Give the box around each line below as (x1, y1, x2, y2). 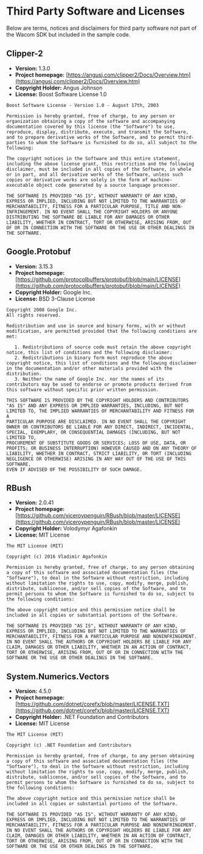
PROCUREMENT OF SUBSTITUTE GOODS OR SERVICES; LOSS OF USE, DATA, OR (6, 440, 187, 446)
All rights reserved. (6, 312, 61, 318)
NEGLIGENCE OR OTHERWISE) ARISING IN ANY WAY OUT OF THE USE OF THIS (6, 456, 187, 462)
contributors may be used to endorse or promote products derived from (6, 381, 191, 387)
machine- (150, 176, 173, 183)
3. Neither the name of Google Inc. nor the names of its (14, 376, 165, 382)
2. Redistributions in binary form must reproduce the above (14, 355, 173, 361)
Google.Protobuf (6, 246, 71, 257)
